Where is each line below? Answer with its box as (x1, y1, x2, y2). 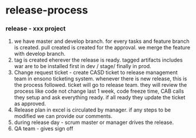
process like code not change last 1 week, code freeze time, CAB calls (14, 87, 184, 95)
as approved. (14, 100, 46, 107)
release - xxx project (5, 25, 66, 33)
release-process (5, 4, 88, 17)
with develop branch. (14, 51, 66, 58)
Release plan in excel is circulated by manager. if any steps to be (14, 106, 171, 113)
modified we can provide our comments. (14, 113, 112, 120)
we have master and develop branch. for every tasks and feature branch (14, 38, 190, 45)
